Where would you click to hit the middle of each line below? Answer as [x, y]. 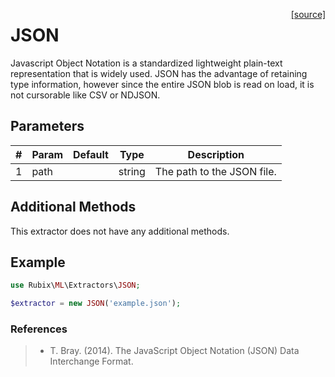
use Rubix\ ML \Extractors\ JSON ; [75, 285]
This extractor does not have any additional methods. [120, 231]
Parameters [47, 126]
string [132, 171]
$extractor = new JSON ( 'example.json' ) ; [96, 304]
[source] [308, 14]
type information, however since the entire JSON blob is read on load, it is [162, 84]
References [39, 329]
